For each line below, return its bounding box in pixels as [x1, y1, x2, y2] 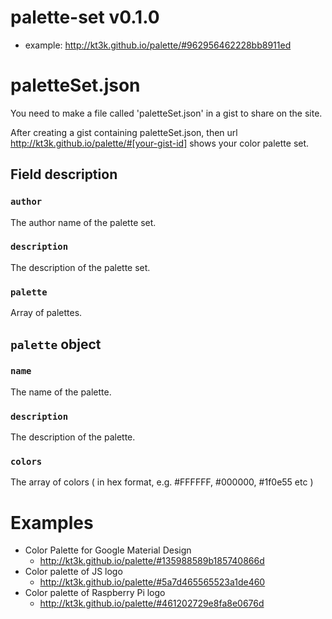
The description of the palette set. [10, 261, 151, 273]
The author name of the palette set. [10, 216, 157, 228]
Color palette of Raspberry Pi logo [24, 587, 166, 599]
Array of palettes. [10, 307, 83, 319]
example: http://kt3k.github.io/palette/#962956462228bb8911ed [24, 39, 292, 51]
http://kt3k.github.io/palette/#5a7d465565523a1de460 [39, 576, 266, 588]
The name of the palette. [10, 386, 112, 398]
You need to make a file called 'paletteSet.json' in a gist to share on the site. [10, 107, 323, 119]
